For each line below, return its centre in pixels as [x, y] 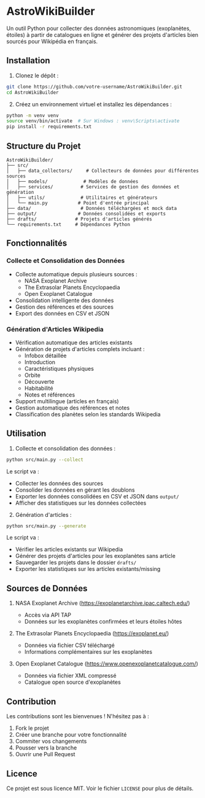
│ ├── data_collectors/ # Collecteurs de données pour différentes [103, 171]
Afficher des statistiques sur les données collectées [81, 503]
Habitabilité [39, 388]
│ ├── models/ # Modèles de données [72, 181]
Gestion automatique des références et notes [72, 408]
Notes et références [50, 395]
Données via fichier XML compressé [70, 676]
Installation [28, 60]
